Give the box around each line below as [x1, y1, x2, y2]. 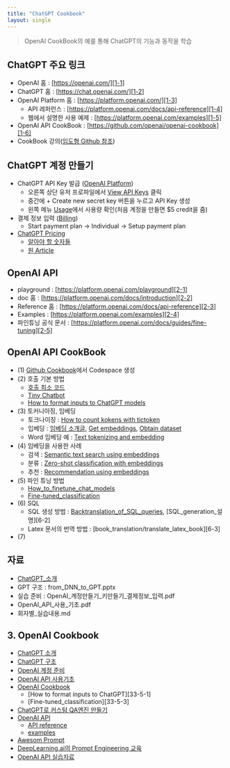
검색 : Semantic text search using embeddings [27, 450, 160, 458]
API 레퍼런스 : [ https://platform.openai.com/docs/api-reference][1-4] [27, 105, 223, 113]
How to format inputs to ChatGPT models [27, 398, 146, 407]
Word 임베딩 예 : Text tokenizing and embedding [27, 432, 165, 441]
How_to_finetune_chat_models [27, 484, 115, 492]
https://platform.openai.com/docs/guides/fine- [72, 318, 207, 327]
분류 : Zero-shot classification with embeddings [27, 459, 163, 467]
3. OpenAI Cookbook [7, 629, 99, 641]
